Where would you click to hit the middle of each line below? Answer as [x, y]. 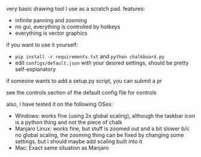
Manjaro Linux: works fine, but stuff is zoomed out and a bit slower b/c [102, 128]
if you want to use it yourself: [42, 45]
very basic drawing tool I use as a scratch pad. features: [76, 9]
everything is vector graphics [51, 33]
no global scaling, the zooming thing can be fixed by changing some [99, 135]
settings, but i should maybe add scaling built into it [79, 141]
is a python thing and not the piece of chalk [68, 122]
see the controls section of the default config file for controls [82, 92]
